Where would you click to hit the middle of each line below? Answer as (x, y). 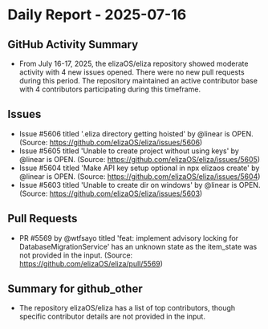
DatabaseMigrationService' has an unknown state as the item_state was (138, 246)
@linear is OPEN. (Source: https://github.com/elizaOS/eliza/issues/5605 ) (140, 159)
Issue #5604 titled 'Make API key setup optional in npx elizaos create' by (139, 168)
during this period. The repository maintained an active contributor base (138, 81)
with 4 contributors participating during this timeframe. (110, 89)
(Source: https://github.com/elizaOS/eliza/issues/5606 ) (111, 142)
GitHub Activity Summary (73, 45)
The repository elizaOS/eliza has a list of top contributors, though (127, 308)
